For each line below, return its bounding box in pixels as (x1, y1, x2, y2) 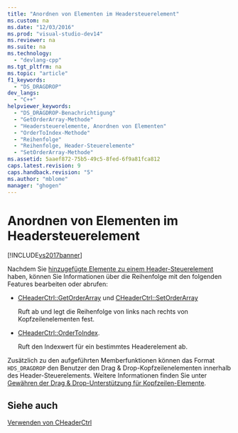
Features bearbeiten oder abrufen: (7, 280, 108, 288)
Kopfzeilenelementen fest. (17, 315, 94, 324)
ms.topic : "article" (7, 70, 69, 77)
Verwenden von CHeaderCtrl (7, 418, 92, 427)
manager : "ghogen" (7, 182, 62, 189)
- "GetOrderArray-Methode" (13, 116, 94, 123)
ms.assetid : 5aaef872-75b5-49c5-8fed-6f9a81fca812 (7, 155, 161, 163)
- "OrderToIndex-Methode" (13, 129, 91, 136)
